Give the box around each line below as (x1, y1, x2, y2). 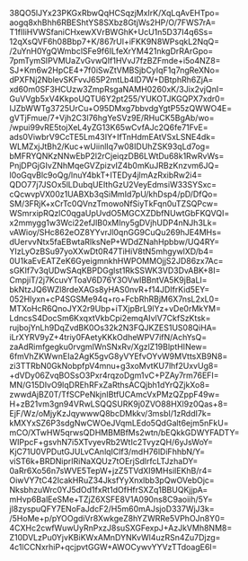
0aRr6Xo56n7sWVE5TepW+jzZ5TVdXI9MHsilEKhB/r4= (9, 466, 213, 476)
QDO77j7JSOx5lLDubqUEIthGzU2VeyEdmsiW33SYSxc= (9, 180, 217, 189)
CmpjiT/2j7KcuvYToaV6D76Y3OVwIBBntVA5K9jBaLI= (9, 275, 208, 285)
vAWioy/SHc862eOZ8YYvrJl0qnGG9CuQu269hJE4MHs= (9, 227, 222, 237)
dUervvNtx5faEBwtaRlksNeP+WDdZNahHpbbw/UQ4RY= (9, 237, 220, 247)
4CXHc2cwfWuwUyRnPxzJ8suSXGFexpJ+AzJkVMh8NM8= (9, 522, 233, 533)
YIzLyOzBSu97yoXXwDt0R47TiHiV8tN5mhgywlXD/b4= (9, 246, 214, 257)
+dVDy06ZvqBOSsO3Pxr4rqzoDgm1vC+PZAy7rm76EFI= (9, 370, 219, 381)
